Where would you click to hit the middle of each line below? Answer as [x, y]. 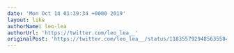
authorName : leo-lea [37, 26]
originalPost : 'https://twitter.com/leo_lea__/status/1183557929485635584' [119, 39]
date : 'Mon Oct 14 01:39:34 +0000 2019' [67, 13]
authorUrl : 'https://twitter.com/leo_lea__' [73, 33]
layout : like [26, 20]
